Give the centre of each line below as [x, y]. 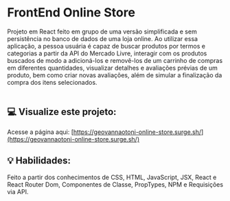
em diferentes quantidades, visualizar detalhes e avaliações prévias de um [113, 68]
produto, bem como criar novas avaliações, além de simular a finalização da [115, 75]
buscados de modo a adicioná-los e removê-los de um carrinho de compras [115, 60]
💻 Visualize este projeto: [62, 112]
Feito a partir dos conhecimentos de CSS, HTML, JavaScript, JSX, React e [112, 177]
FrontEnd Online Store [71, 13]
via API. [18, 191]
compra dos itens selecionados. [52, 82]
